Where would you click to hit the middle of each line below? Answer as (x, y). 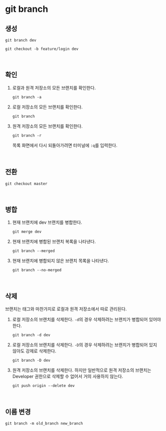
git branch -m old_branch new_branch (44, 424)
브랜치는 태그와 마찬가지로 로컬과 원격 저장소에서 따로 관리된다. (66, 309)
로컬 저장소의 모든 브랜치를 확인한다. (47, 107)
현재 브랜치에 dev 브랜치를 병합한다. (47, 222)
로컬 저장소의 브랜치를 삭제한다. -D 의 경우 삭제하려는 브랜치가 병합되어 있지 (84, 345)
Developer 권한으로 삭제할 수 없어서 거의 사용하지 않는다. (68, 377)
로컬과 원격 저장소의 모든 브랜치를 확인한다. (54, 88)
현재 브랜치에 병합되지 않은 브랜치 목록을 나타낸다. (60, 261)
